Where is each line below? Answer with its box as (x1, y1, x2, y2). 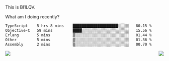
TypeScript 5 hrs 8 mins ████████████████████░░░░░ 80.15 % (5, 23, 152, 28)
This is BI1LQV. (5, 4, 36, 10)
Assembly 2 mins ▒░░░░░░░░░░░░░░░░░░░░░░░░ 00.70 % (5, 42, 152, 47)
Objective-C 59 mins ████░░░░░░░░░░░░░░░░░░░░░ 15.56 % (5, 28, 152, 33)
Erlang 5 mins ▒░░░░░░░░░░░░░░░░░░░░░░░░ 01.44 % (5, 32, 152, 38)
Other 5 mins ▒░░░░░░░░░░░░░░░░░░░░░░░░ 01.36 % (5, 37, 152, 42)
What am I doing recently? (5, 14, 60, 19)
